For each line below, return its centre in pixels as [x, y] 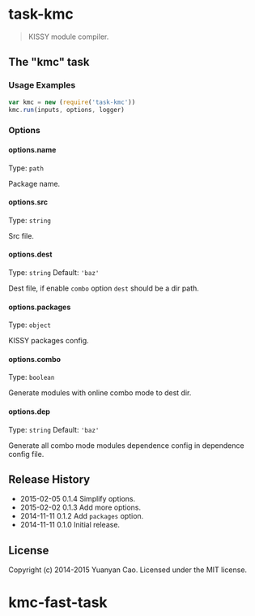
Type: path [26, 168]
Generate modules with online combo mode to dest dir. [100, 393]
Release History [49, 479]
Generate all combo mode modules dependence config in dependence [126, 445]
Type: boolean [32, 377]
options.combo [35, 359]
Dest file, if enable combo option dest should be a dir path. [104, 288]
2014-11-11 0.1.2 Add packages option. [82, 516]
